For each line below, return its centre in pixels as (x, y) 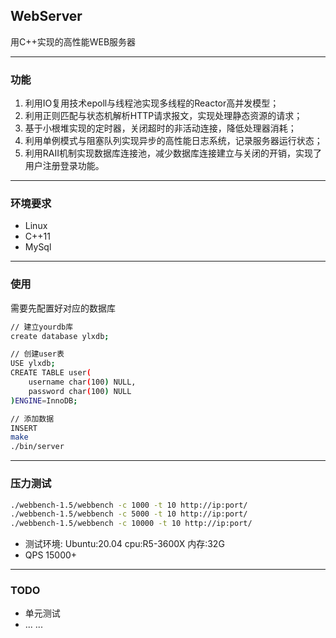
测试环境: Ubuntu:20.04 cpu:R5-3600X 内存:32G (124, 544)
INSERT (24, 428)
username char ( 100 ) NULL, (82, 382)
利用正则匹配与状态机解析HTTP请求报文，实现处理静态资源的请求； (163, 116)
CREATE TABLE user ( (51, 373)
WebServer (46, 16)
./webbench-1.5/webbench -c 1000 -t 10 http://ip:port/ (129, 505)
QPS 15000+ (51, 555)
